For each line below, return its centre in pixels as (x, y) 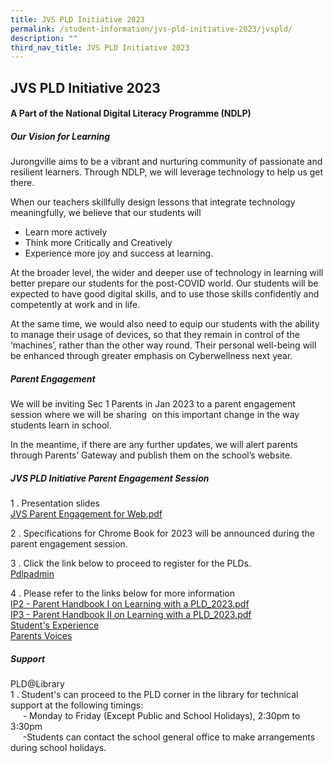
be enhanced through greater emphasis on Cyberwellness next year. (151, 356)
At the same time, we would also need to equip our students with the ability (165, 324)
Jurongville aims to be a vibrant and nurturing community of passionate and (166, 162)
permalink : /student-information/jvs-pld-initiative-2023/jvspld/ (151, 29)
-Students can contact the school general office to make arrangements (169, 737)
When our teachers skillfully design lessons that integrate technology (153, 202)
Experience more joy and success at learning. (119, 253)
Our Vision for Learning (60, 136)
